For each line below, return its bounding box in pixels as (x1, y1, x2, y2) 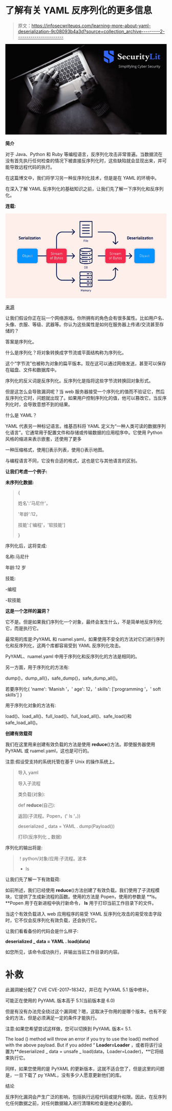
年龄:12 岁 (5, 564, 27, 571)
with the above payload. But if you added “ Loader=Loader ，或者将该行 (5, 1042, 158, 1048)
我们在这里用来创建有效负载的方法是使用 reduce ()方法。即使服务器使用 (5, 742, 155, 748)
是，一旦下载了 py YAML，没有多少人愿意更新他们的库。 (5, 1072, 124, 1078)
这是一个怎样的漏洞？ (5, 608, 50, 614)
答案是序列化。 (5, 339, 37, 345)
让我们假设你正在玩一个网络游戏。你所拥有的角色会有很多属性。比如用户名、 (5, 315, 167, 321)
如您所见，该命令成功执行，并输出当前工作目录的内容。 (5, 949, 122, 955)
